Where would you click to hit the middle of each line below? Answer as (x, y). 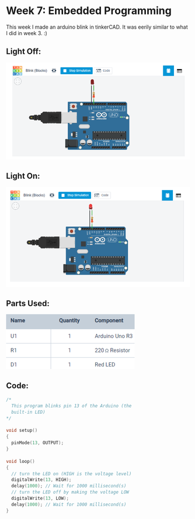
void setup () (22, 431)
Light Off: (24, 52)
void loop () (20, 461)
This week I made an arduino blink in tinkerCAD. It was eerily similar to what (97, 27)
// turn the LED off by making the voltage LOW (70, 492)
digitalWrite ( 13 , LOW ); (40, 499)
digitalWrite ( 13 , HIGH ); (41, 480)
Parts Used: (28, 303)
